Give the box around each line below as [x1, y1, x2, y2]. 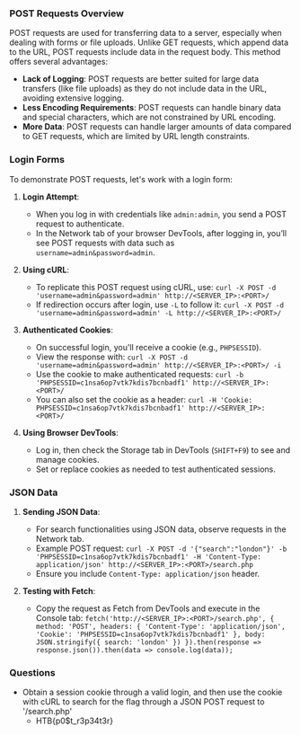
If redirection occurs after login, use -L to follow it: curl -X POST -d [35, 299, 285, 310]
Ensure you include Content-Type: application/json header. [35, 568, 260, 579]
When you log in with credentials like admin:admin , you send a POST [35, 208, 287, 219]
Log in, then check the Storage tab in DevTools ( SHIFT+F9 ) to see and [35, 444, 290, 456]
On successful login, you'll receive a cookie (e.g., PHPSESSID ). [35, 341, 262, 352]
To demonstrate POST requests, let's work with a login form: [9, 173, 234, 184]
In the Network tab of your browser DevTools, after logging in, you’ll [35, 227, 287, 238]
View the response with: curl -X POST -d [35, 351, 189, 362]
